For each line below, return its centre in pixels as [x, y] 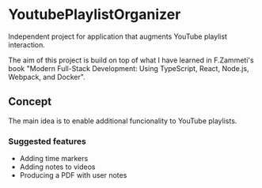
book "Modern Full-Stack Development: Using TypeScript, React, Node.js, [129, 68]
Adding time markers [54, 159]
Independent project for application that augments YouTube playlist [118, 36]
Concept [30, 102]
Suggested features [47, 141]
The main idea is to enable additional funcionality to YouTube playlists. [123, 121]
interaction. [27, 44]
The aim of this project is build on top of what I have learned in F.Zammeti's [131, 60]
